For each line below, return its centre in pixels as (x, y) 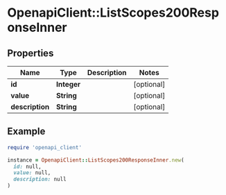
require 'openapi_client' (44, 147)
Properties (31, 53)
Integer (68, 84)
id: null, (27, 167)
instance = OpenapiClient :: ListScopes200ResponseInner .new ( (96, 160)
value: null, (32, 173)
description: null (40, 179)
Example (26, 132)
